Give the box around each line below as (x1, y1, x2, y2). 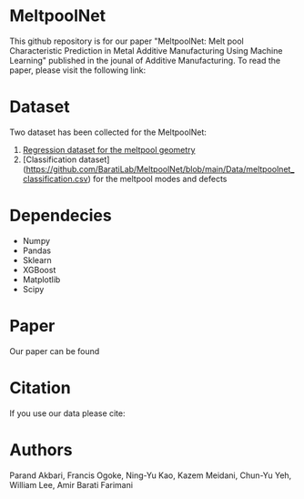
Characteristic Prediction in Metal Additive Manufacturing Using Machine (9, 45, 283, 56)
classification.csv (22, 173, 88, 184)
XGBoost (22, 264, 56, 275)
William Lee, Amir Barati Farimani (9, 479, 134, 490)
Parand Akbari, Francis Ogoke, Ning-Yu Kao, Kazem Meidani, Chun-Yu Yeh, (9, 470, 292, 481)
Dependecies (9, 206, 112, 226)
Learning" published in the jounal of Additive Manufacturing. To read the (9, 55, 280, 66)
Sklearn (22, 254, 52, 265)
